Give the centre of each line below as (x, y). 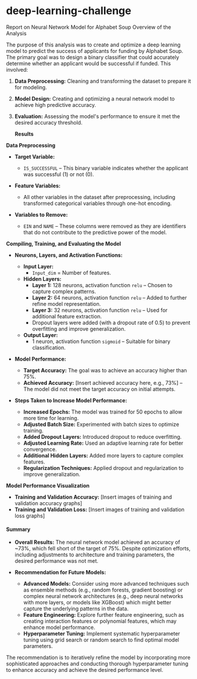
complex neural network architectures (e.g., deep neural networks (103, 596)
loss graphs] (30, 516)
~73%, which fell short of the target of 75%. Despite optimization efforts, (102, 549)
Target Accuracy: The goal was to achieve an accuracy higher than (105, 370)
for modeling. (31, 87)
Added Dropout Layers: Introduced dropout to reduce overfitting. (102, 436)
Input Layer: (38, 266)
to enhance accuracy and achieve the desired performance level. (85, 670)
